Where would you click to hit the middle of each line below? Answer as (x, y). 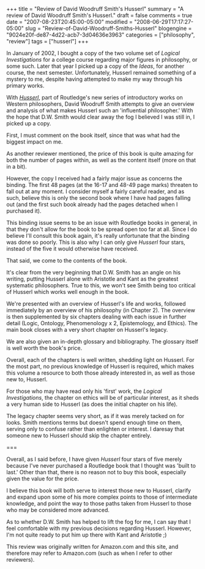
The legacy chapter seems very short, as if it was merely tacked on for (95, 416)
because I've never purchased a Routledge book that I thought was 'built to (101, 466)
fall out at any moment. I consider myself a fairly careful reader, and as (95, 191)
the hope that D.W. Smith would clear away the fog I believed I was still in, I (101, 117)
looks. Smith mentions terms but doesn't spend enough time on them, (94, 422)
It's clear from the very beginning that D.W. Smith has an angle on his (94, 272)
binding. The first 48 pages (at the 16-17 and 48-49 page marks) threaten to (102, 185)
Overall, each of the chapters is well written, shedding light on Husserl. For (100, 360)
